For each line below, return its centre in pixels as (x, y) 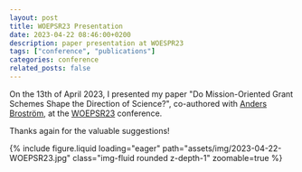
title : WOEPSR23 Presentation (66, 26)
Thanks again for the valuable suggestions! (90, 130)
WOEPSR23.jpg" (40, 158)
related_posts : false (50, 69)
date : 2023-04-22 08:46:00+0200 (70, 34)
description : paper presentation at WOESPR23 (96, 43)
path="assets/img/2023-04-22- (222, 148)
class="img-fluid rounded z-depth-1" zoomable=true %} (177, 158)
